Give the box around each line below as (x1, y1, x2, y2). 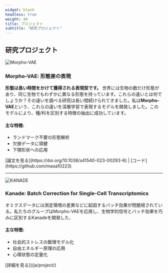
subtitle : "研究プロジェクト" (5, 26, 62, 31)
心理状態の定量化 (12, 251, 48, 257)
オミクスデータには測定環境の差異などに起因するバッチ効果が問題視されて (5, 202, 158, 208)
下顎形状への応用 (12, 147, 48, 153)
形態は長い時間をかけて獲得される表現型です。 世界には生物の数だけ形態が (5, 85, 159, 91)
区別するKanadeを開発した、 (13, 214, 74, 220)
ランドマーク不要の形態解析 (12, 134, 70, 140)
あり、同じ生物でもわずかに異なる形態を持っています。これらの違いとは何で (5, 91, 162, 97)
